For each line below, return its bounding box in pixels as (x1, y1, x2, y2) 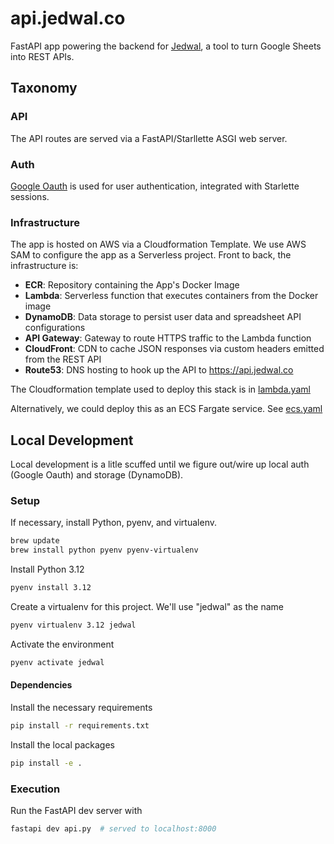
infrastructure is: (10, 260, 79, 272)
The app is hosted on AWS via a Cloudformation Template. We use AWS (10, 238, 307, 251)
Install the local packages (10, 738, 115, 751)
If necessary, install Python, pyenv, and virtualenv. (10, 517, 217, 529)
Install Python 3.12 (10, 563, 85, 576)
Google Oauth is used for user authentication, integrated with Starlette (10, 180, 300, 192)
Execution (10, 782, 61, 796)
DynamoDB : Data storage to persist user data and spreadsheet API (24, 311, 302, 323)
